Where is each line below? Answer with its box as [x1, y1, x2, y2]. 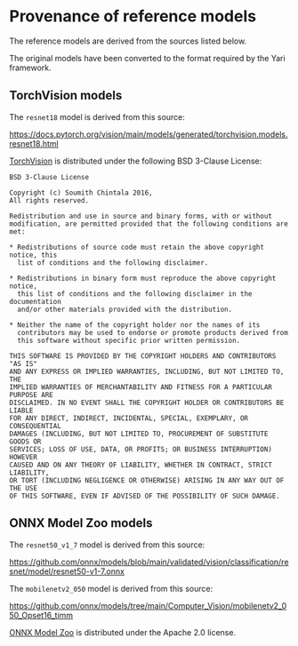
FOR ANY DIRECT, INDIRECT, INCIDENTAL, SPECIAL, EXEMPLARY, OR [9, 413, 249, 423]
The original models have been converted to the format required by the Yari [9, 52, 286, 63]
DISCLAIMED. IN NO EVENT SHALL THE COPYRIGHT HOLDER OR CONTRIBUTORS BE [9, 398, 285, 407]
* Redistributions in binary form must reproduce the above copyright [9, 274, 277, 283]
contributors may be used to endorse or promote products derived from [17, 328, 289, 337]
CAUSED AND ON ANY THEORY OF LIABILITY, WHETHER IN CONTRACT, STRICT [9, 460, 273, 469]
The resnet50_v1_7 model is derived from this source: [9, 539, 205, 550]
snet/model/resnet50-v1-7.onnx [9, 566, 125, 577]
